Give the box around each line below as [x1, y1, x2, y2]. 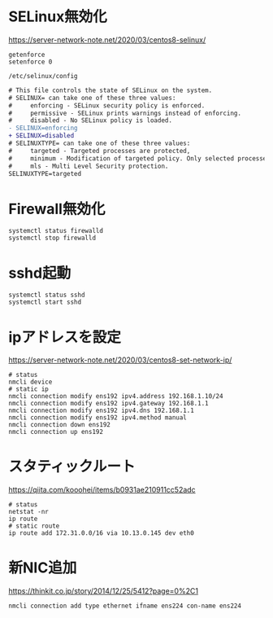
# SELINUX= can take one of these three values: [8, 94, 176, 102]
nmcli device [8, 378, 53, 387]
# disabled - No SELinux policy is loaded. [8, 116, 173, 125]
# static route [8, 522, 60, 530]
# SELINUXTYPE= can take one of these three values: [8, 139, 191, 147]
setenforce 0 [8, 58, 53, 66]
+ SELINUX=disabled [8, 132, 75, 140]
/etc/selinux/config [8, 72, 79, 80]
